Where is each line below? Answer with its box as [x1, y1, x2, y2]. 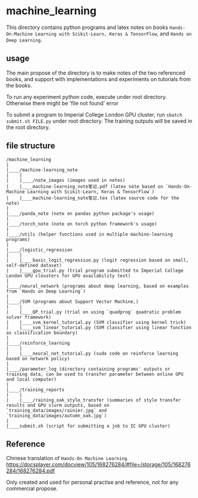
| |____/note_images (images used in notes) [6, 177, 126, 183]
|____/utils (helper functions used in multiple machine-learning [6, 231, 173, 237]
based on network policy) [6, 355, 70, 362]
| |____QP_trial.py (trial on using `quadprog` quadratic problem [6, 309, 181, 315]
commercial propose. [6, 485, 58, 492]
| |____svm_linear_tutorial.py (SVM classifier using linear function [6, 324, 192, 330]
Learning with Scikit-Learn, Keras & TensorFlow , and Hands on [35, 30, 192, 37]
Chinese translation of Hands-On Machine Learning [6, 455, 128, 462]
